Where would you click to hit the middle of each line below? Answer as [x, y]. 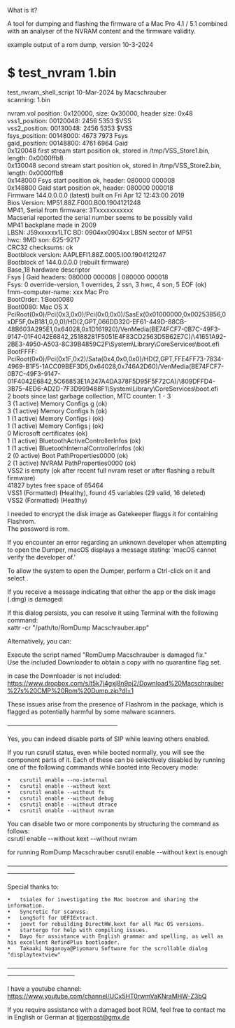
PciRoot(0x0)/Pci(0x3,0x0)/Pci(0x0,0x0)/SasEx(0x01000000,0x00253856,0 [116, 314]
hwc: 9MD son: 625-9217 [44, 239]
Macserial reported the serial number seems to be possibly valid [100, 217]
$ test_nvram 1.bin [62, 73]
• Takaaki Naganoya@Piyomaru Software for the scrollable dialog [108, 948]
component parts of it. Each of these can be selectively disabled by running [116, 760]
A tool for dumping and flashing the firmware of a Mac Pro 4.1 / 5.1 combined [117, 23]
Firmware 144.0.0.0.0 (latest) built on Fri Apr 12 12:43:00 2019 [96, 195]
